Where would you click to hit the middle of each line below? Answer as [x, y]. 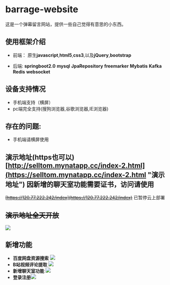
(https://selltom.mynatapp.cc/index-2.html [76, 175]
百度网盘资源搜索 [31, 258]
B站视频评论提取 [30, 265]
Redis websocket [31, 72]
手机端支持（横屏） [33, 102]
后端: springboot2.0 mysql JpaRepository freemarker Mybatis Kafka [87, 66]
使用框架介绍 [26, 42]
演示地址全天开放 [32, 215]
